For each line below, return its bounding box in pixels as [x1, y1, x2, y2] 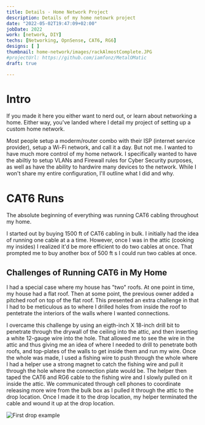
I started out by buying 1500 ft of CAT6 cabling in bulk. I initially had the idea [6, 230, 199, 237]
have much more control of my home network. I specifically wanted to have [6, 150, 198, 158]
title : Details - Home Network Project [6, 9, 109, 15]
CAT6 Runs [6, 191, 64, 205]
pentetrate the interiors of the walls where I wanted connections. [6, 310, 170, 317]
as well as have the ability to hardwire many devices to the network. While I [6, 163, 196, 170]
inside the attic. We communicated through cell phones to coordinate [6, 380, 181, 388]
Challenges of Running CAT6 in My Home [6, 267, 168, 278]
